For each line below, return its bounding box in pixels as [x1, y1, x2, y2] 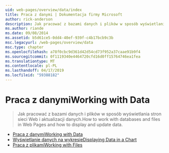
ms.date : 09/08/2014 [5, 31, 49, 36]
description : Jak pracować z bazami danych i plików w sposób [5, 21, 138, 27]
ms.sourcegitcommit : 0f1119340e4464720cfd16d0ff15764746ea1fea [5, 54, 141, 59]
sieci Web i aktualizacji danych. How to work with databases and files [17, 116, 160, 122]
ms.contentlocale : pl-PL [5, 63, 57, 68]
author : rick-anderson [5, 17, 53, 22]
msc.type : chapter [5, 45, 44, 50]
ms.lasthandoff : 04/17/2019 [5, 68, 64, 73]
